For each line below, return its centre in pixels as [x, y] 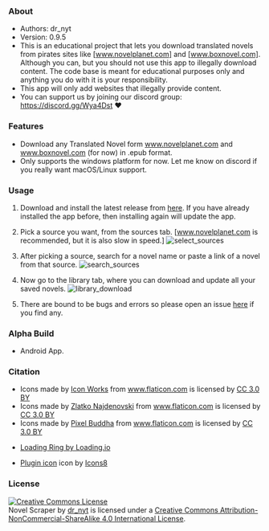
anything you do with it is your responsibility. [94, 80]
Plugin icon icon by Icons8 [64, 463]
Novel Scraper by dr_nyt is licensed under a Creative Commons [113, 510]
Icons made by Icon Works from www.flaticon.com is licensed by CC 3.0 [140, 389]
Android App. [42, 351]
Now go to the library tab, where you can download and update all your [138, 280]
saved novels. [43, 288]
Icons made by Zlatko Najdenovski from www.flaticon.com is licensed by [140, 406]
